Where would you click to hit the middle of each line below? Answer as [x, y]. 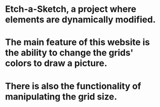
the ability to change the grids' [69, 53]
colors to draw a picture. [56, 63]
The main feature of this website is [78, 42]
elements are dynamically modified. [80, 20]
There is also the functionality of [73, 86]
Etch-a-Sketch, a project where [71, 9]
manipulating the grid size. [61, 96]
